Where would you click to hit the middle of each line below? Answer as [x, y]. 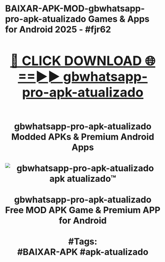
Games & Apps [119, 19]
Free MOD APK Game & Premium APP [83, 210]
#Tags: [83, 241]
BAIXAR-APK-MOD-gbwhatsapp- [75, 9]
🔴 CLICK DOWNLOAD [76, 61]
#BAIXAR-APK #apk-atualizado [83, 252]
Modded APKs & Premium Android [83, 137]
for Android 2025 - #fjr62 [58, 30]
